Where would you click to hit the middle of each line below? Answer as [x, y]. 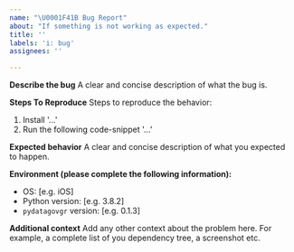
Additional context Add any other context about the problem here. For [141, 229]
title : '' [28, 34]
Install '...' [40, 120]
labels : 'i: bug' [42, 43]
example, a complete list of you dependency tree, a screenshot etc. [135, 238]
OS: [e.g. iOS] [48, 191]
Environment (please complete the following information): [121, 174]
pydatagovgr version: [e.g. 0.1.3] [81, 211]
